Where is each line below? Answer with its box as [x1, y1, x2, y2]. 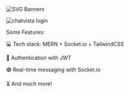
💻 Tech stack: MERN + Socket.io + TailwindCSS [6, 40, 124, 47]
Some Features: [6, 28, 45, 36]
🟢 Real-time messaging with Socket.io [6, 66, 101, 73]
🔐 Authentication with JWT [6, 54, 72, 61]
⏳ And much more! [6, 80, 52, 87]
